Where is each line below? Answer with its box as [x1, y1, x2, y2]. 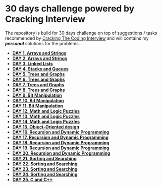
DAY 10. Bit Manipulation [12, 97, 64, 103]
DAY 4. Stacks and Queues [12, 65, 69, 72]
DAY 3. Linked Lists [12, 61, 53, 66]
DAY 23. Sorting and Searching [12, 166, 78, 172]
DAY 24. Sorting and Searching [12, 171, 78, 177]
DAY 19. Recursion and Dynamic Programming [12, 145, 109, 151]
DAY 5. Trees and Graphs [12, 71, 65, 77]
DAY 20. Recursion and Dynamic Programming [12, 150, 110, 156]
